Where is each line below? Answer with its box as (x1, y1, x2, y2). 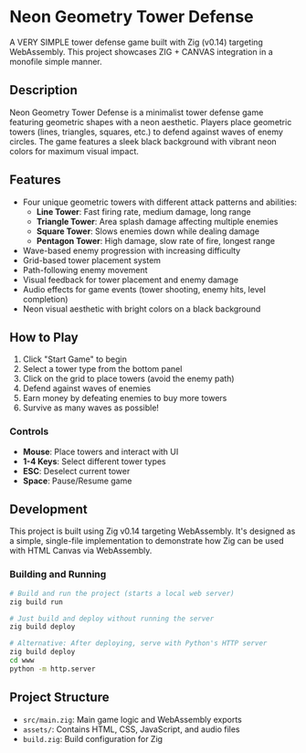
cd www (9, 656, 35, 665)
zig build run (9, 597, 64, 607)
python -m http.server (9, 664, 96, 673)
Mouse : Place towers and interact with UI (22, 446, 179, 457)
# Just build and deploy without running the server (9, 614, 215, 623)
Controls (9, 425, 49, 438)
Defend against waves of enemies (22, 383, 152, 394)
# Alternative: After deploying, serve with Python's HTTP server (9, 639, 268, 648)
